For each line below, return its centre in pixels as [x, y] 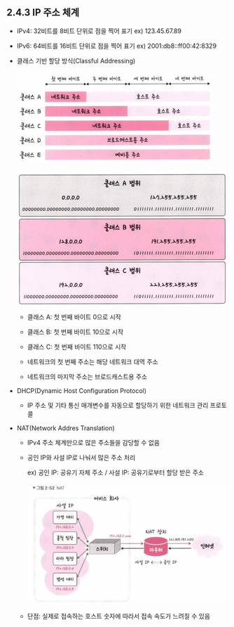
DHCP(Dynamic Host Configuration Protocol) [82, 390]
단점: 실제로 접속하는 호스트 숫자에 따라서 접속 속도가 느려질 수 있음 [119, 616]
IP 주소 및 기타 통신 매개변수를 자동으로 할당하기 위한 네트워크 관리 [118, 405]
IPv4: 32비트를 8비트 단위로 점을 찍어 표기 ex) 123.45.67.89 [99, 31]
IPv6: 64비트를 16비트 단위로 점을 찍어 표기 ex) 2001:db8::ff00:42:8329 [117, 46]
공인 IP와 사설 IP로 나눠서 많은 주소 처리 [81, 457]
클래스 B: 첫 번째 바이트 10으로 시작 [75, 332]
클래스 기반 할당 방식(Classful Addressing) [76, 60]
